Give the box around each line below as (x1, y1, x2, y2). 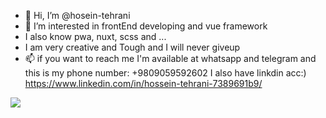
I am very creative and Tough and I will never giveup (24, 41, 241, 53)
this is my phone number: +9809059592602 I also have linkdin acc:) (24, 67, 307, 79)
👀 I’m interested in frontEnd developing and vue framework (24, 20, 268, 32)
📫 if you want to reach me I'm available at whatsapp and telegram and (24, 53, 317, 64)
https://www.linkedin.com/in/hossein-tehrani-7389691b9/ (24, 78, 263, 89)
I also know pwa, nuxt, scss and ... (24, 31, 167, 42)
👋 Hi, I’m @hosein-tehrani (24, 10, 131, 21)
